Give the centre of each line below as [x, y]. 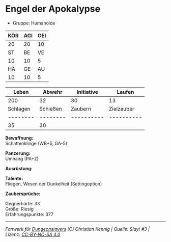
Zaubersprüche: [23, 194]
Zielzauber [122, 109]
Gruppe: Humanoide [34, 23]
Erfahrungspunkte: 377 [29, 214]
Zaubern [81, 109]
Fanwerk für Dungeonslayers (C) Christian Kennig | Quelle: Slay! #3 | [78, 229]
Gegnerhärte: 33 [23, 203]
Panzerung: [18, 153]
